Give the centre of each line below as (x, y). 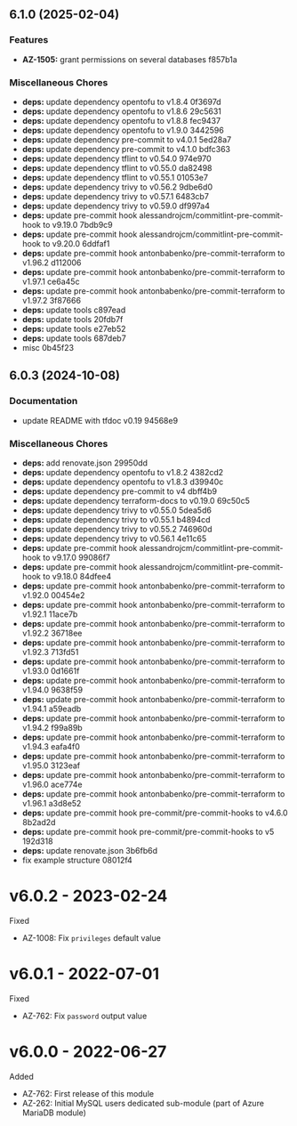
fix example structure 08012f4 (77, 860)
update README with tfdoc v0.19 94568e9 (100, 420)
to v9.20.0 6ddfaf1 (76, 243)
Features (29, 40)
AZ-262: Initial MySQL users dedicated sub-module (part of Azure (143, 1103)
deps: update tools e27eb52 (74, 328)
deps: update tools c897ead (74, 310)
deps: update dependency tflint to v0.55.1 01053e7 (115, 177)
